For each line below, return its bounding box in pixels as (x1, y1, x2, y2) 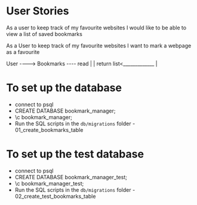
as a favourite (6, 48, 40, 55)
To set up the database (6, 81, 122, 95)
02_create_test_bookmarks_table (14, 192, 96, 200)
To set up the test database (6, 147, 144, 161)
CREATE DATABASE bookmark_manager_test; (14, 173, 127, 180)
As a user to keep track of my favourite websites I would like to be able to (6, 24, 187, 31)
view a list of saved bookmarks (6, 30, 82, 37)
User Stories (6, 4, 69, 18)
